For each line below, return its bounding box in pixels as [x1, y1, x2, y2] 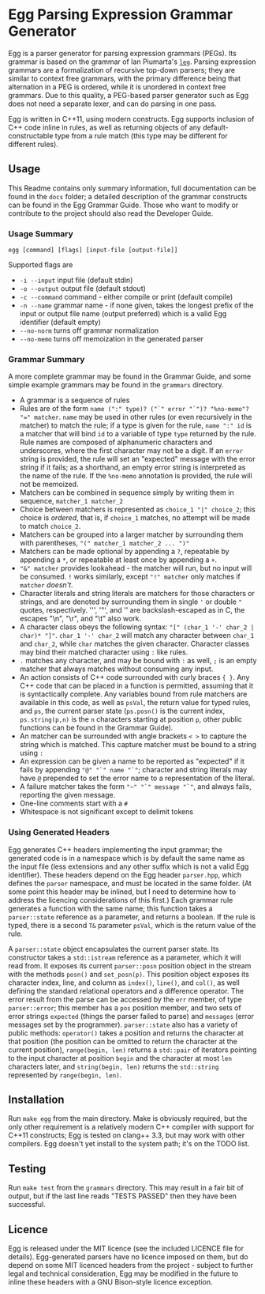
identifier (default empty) [19, 318, 101, 327]
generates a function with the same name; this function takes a [8, 904, 213, 913]
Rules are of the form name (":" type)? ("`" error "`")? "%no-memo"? [19, 404, 250, 413]
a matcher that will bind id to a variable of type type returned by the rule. [19, 429, 256, 439]
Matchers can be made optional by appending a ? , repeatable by [19, 547, 230, 556]
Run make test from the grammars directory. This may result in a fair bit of [8, 1183, 244, 1193]
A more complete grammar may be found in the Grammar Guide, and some [8, 372, 252, 381]
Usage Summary [8, 228, 73, 239]
